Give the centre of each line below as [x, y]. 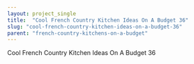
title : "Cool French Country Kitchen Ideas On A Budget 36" [98, 20]
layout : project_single [42, 14]
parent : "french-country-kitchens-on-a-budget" [78, 33]
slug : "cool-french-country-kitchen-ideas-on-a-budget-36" [95, 26]
